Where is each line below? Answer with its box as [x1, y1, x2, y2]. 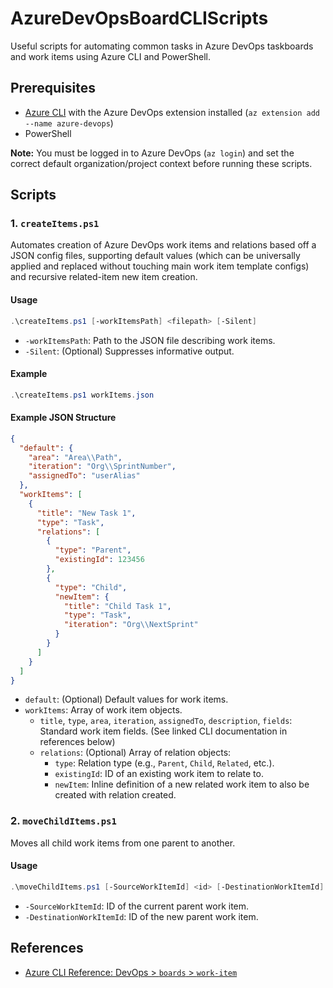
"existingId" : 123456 [54, 555, 145, 565]
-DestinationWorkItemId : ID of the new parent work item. [24, 910, 259, 922]
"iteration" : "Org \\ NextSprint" [63, 620, 199, 630]
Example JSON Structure [10, 412, 117, 424]
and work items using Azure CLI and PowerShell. [10, 50, 211, 62]
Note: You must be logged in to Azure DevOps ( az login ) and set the [10, 147, 295, 159]
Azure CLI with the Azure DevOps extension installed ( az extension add [24, 106, 321, 118]
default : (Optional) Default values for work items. [24, 693, 229, 706]
